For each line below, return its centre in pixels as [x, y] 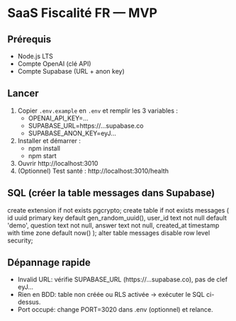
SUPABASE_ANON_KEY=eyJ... [72, 133]
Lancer [23, 94]
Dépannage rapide [49, 263]
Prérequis [29, 39]
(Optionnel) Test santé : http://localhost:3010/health [93, 171]
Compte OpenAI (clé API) [54, 64]
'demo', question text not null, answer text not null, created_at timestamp [113, 225]
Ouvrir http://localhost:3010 [58, 163]
